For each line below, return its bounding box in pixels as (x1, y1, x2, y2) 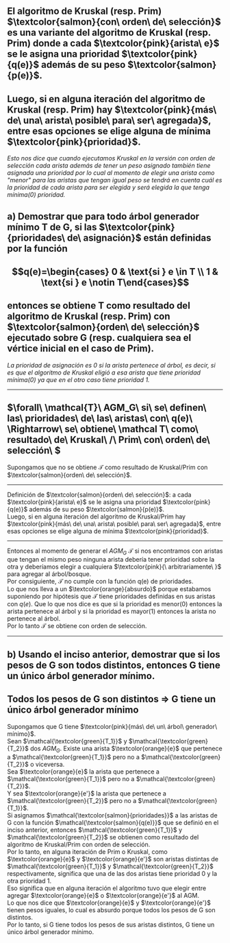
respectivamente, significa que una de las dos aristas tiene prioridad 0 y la (7, 870, 218, 878)
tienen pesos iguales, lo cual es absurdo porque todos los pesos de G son (7, 906, 216, 914)
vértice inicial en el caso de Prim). (7, 343, 155, 355)
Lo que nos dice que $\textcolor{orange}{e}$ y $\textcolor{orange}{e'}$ (7, 898, 211, 907)
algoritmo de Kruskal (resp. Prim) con (7, 311, 170, 322)
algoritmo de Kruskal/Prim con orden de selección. (7, 840, 151, 849)
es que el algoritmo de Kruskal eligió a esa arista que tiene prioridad (7, 368, 201, 377)
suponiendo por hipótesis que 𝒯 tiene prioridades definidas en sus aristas (7, 593, 216, 601)
